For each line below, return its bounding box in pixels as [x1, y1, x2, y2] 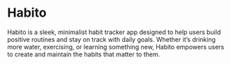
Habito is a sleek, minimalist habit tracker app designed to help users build [7, 28, 221, 36]
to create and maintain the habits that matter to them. [7, 50, 161, 58]
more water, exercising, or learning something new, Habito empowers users [7, 42, 225, 51]
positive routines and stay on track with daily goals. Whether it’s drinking [7, 35, 216, 43]
